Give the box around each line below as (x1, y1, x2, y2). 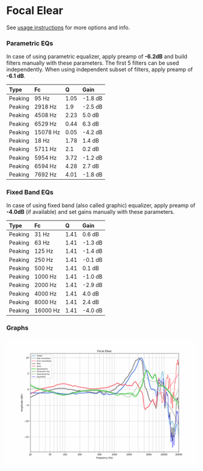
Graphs (6, 324, 29, 332)
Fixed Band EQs (6, 188, 53, 196)
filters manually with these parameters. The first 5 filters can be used (6, 59, 179, 67)
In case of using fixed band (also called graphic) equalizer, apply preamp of (6, 202, 196, 209)
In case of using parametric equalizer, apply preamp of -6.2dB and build (6, 53, 187, 60)
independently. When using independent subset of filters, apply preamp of (6, 66, 193, 73)
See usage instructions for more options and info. (6, 24, 131, 31)
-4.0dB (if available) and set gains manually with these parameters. (6, 208, 175, 216)
